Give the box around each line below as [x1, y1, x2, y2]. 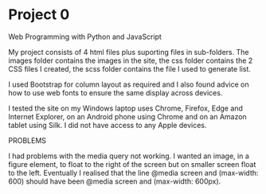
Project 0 [8, 6, 70, 24]
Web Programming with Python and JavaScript [8, 32, 162, 41]
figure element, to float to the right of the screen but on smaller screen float [8, 159, 256, 169]
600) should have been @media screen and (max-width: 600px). [8, 177, 221, 186]
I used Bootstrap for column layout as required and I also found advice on [8, 80, 249, 89]
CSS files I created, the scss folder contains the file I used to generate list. [8, 64, 251, 73]
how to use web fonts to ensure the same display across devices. [8, 87, 223, 97]
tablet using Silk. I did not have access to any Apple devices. [8, 120, 207, 130]
